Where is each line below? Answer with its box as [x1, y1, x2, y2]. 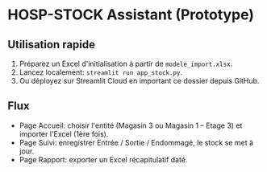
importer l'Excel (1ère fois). [19, 129, 109, 138]
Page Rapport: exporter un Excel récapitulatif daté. [19, 154, 188, 164]
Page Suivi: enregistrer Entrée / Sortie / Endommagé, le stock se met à [19, 137, 254, 147]
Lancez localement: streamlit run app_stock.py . [19, 68, 183, 77]
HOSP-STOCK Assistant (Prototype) [7, 6, 255, 24]
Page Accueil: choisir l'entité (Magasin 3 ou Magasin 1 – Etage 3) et [19, 121, 243, 130]
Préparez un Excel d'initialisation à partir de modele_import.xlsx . [19, 59, 233, 68]
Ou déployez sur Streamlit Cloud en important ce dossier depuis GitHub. [19, 76, 260, 85]
